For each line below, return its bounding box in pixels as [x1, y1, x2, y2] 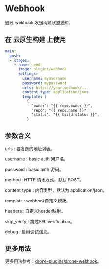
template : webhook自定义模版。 [5, 198, 71, 203]
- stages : [9, 58, 29, 63]
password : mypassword [22, 80, 67, 86]
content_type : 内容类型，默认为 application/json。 [5, 187, 107, 193]
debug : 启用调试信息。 [5, 228, 52, 235]
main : [5, 48, 16, 54]
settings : [18, 71, 38, 76]
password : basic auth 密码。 [5, 166, 64, 172]
